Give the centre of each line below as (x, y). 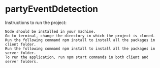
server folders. (22, 61)
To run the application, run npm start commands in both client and (77, 57)
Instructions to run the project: (36, 23)
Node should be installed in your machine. (50, 31)
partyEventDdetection (52, 9)
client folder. (21, 44)
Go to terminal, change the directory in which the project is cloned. (80, 36)
